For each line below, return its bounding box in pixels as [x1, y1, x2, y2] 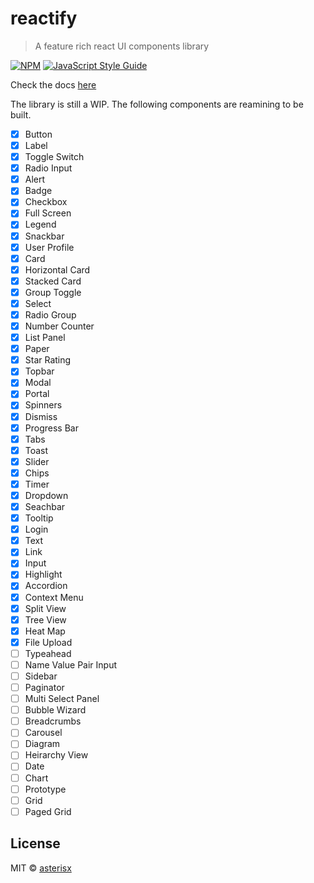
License [10, 835, 61, 852]
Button [24, 128, 53, 140]
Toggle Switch [24, 151, 85, 163]
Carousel [24, 727, 63, 739]
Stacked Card [24, 275, 82, 287]
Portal [24, 388, 50, 400]
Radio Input [24, 162, 73, 174]
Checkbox [24, 196, 68, 208]
